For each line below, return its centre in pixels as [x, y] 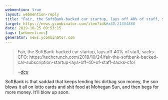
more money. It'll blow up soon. [37, 92]
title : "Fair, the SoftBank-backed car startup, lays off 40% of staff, [82, 19]
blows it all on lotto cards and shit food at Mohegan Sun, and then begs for [82, 87]
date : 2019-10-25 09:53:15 [33, 28]
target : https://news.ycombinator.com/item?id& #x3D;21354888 [70, 24]
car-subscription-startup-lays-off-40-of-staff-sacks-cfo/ [76, 62]
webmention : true [23, 10]
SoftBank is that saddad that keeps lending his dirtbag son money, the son [82, 81]
